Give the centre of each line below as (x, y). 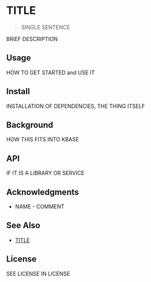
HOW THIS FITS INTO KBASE (43, 139)
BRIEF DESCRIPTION (32, 39)
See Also (23, 226)
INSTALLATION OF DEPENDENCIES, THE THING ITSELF (76, 106)
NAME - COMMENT (40, 207)
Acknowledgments (43, 192)
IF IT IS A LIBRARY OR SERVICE (45, 173)
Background (30, 125)
